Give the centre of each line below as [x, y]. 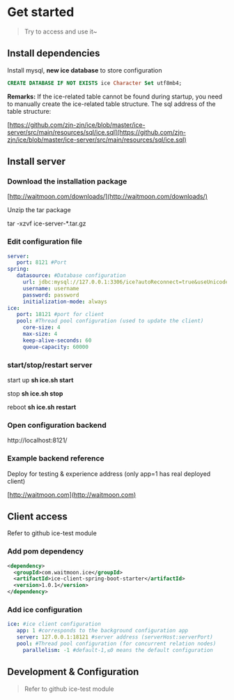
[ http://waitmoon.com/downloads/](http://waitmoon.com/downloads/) [107, 197]
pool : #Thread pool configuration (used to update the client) [110, 321]
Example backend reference [56, 459]
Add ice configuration [45, 610]
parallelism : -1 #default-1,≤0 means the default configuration [118, 650]
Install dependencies [54, 53]
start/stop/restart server [50, 365]
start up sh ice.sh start [40, 380]
